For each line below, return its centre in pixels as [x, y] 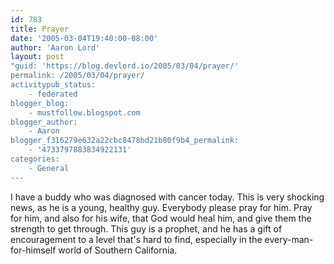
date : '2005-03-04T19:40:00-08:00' [84, 38]
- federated [53, 94]
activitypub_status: [53, 85]
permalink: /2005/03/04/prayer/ [77, 76]
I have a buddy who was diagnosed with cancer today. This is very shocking [167, 197]
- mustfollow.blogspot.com [84, 112]
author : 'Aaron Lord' [55, 47]
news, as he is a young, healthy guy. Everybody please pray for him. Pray [161, 207]
